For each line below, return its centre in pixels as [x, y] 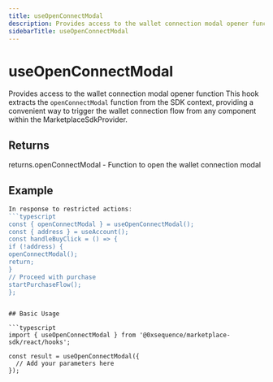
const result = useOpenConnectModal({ [74, 357]
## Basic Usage [34, 314]
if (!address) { [36, 247]
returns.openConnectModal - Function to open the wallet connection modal [135, 165]
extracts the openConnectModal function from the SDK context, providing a [131, 102]
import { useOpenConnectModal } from [72, 335]
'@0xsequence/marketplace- [185, 335]
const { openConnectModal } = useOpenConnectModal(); [102, 224]
